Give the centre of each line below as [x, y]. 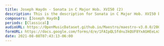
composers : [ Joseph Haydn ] [32, 18]
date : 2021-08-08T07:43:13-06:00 [39, 36]
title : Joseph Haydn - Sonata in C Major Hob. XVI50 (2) [64, 9]
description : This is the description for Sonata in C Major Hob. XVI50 [81, 14]
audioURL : [15, 27]
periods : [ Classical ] [27, 23]
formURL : [14, 32]
